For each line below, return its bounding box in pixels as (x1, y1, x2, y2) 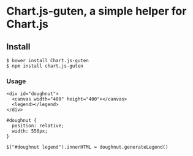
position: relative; (12, 123, 64, 129)
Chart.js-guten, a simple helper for (6, 4, 187, 18)
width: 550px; (12, 128, 48, 135)
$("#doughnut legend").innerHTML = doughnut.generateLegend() (6, 144, 168, 151)
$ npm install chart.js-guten (6, 63, 84, 69)
